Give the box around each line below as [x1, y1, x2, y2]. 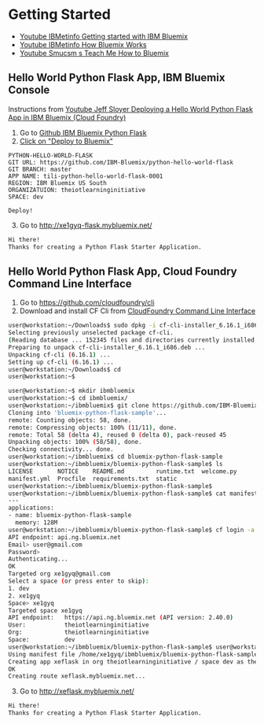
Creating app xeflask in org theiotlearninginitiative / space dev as [8, 657, 244, 666]
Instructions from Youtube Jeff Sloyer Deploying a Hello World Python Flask [8, 104, 254, 113]
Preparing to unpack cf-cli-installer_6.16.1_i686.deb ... [8, 343, 206, 351]
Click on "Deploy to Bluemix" [19, 136, 114, 146]
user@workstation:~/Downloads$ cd [8, 365, 122, 373]
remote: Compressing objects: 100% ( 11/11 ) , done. [8, 424, 178, 431]
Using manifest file [8, 650, 76, 658]
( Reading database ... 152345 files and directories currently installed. [8, 336, 258, 344]
